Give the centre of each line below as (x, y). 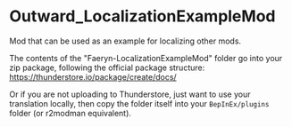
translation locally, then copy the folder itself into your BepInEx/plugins (139, 103)
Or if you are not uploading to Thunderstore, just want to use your (130, 94)
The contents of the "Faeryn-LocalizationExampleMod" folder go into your (146, 58)
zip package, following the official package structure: (107, 67)
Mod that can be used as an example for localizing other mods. (125, 41)
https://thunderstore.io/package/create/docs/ (93, 76)
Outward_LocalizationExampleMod (142, 16)
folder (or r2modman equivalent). (71, 113)
